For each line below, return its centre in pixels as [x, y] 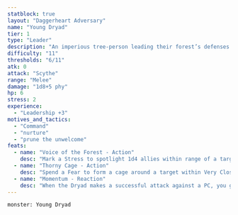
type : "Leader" [30, 40]
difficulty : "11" [33, 54]
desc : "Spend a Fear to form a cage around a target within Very [119, 172]
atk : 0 [17, 67]
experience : [25, 106]
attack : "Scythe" [33, 73]
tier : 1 [19, 34]
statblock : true [31, 14]
